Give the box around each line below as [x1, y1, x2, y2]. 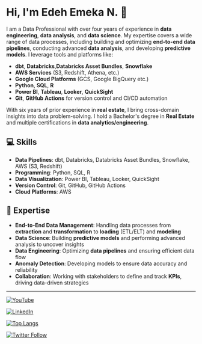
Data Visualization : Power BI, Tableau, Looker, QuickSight [14, 175, 159, 182]
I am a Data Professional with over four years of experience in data [6, 25, 172, 32]
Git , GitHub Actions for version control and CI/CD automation [14, 94, 168, 102]
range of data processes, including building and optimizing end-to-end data [6, 38, 195, 45]
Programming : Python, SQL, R [14, 168, 91, 176]
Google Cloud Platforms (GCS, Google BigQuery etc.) [14, 75, 149, 82]
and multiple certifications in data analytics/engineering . [6, 118, 149, 126]
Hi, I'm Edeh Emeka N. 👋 [6, 5, 127, 19]
